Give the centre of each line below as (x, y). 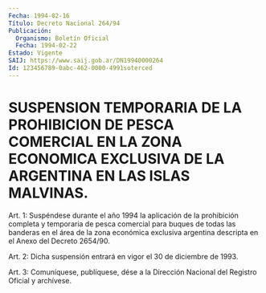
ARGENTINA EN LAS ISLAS (99, 175)
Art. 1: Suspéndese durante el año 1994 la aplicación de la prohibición (123, 215)
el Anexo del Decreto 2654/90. (59, 241)
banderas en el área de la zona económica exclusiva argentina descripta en (133, 232)
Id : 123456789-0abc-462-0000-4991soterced (80, 68)
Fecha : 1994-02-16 (39, 16)
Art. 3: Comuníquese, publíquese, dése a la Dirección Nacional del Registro (133, 272)
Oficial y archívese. (40, 280)
